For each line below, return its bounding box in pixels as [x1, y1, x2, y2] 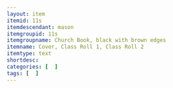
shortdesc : [6, 57, 39, 64]
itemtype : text [6, 50, 52, 57]
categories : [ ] [6, 63, 58, 70]
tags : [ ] [6, 70, 39, 77]
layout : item [6, 10, 46, 18]
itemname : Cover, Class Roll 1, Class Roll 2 [6, 43, 144, 50]
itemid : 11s [6, 17, 42, 24]
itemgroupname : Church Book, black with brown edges [6, 37, 167, 44]
